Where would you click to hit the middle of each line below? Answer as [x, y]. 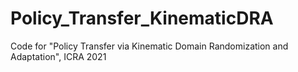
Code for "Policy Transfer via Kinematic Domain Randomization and [149, 46]
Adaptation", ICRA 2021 [58, 56]
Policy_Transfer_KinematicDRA [142, 18]
